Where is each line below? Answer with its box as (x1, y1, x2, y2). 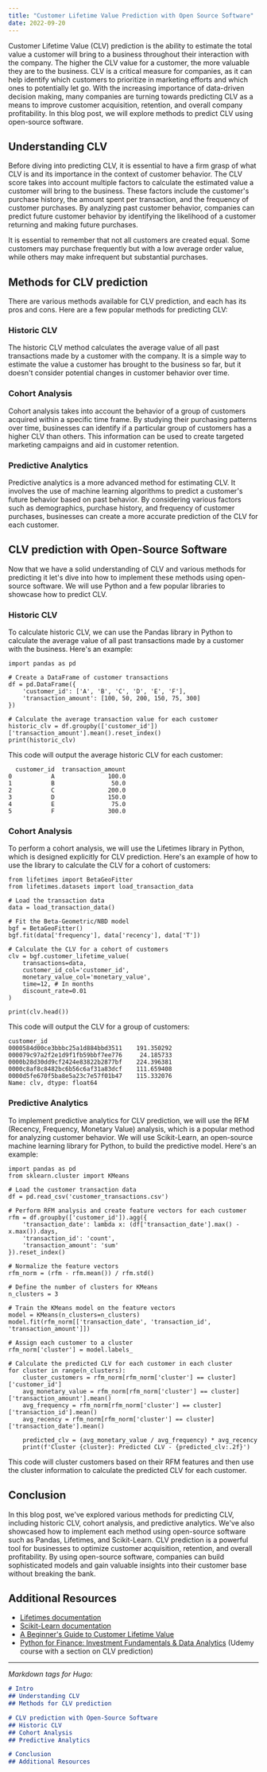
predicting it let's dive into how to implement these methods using (8, 572, 224, 582)
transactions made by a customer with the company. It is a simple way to (8, 351, 247, 361)
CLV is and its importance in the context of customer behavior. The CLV (8, 169, 242, 179)
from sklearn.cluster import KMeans (8, 1172, 130, 1180)
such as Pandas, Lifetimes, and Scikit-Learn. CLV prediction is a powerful (8, 1535, 249, 1545)
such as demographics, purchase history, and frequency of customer (8, 503, 235, 513)
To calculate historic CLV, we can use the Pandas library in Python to (8, 627, 233, 637)
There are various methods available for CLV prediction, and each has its (8, 297, 246, 306)
